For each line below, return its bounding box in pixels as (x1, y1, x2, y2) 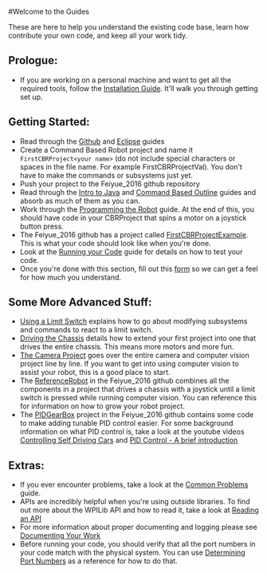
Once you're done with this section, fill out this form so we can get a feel (19, 264, 258, 273)
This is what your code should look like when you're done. (19, 238, 211, 248)
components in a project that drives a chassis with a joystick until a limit (19, 384, 255, 394)
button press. (19, 221, 64, 231)
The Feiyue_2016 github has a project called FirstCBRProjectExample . (19, 229, 249, 239)
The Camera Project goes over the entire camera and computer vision (19, 351, 249, 360)
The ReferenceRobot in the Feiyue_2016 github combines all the (19, 376, 230, 386)
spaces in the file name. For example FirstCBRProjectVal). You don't (19, 161, 243, 171)
